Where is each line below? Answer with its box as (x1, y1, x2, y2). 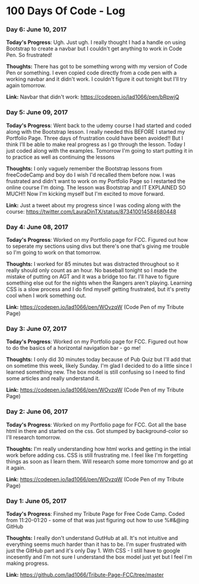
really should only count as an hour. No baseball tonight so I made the (6, 267, 177, 274)
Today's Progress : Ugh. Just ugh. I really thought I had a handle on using (6, 39, 186, 46)
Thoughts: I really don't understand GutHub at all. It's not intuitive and (6, 534, 178, 541)
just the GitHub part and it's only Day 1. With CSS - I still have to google (6, 547, 181, 554)
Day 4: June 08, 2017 (6, 223, 68, 231)
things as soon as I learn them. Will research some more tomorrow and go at (6, 457, 193, 465)
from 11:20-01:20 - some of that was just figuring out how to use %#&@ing (6, 516, 189, 523)
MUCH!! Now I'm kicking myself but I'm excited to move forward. (6, 190, 165, 197)
